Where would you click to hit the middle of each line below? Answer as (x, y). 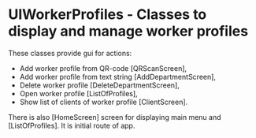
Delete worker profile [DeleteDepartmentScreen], (99, 85)
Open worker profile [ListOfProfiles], (78, 93)
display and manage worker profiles (128, 31)
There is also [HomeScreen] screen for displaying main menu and (115, 117)
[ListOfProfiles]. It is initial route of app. (72, 125)
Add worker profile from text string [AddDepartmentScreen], (118, 76)
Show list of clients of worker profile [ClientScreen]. (104, 102)
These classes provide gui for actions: (70, 53)
